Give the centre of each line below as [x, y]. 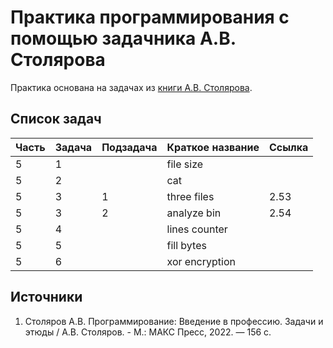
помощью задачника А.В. [123, 38]
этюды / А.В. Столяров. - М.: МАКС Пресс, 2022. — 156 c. [148, 332]
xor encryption [201, 261]
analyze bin [194, 213]
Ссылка [288, 147]
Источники [46, 297]
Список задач [56, 119]
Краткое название [213, 147]
